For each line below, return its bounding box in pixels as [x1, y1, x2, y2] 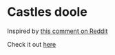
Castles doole [7, 4, 87, 20]
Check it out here [7, 40, 56, 48]
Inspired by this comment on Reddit [7, 27, 108, 35]
